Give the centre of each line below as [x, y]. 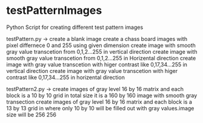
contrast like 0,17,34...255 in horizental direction [66, 77]
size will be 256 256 [31, 115]
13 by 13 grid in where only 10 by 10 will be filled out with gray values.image [100, 108]
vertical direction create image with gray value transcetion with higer [92, 71]
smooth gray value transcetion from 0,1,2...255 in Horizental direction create [101, 58]
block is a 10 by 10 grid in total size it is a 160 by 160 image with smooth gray [102, 95]
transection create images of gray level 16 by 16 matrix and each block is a [99, 102]
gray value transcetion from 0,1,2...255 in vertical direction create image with [102, 51]
